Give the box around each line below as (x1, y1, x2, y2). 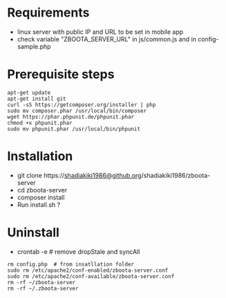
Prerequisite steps (7, 67, 115, 82)
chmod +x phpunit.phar (7, 119, 73, 126)
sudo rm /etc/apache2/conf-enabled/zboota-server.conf (7, 267, 169, 274)
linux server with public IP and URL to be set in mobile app (17, 28, 184, 36)
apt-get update (7, 89, 51, 96)
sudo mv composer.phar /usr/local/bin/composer (7, 107, 147, 115)
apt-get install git (7, 95, 67, 102)
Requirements (7, 5, 90, 21)
